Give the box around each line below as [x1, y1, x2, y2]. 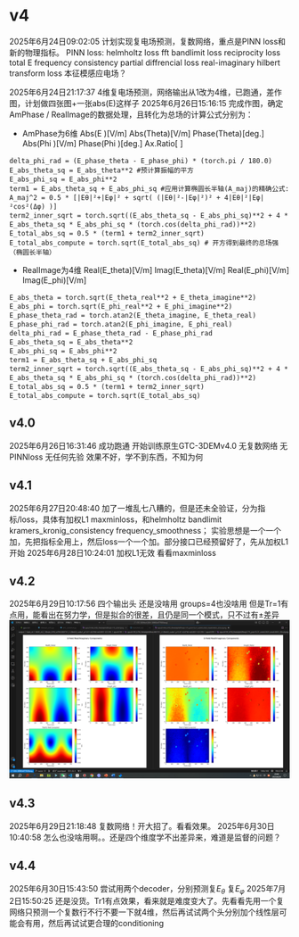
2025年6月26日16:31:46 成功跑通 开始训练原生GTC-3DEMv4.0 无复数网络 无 [9, 440, 288, 451]
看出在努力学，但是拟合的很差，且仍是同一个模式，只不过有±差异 [39, 609, 280, 620]
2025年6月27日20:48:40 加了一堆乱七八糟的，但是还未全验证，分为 [9, 502, 258, 513]
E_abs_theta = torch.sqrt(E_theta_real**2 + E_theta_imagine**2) [9, 293, 256, 302]
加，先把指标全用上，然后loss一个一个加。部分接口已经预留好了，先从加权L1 [9, 536, 289, 547]
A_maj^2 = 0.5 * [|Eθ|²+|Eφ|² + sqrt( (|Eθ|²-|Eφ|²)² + [9, 193, 221, 202]
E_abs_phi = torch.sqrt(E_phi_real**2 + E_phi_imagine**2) [9, 302, 233, 311]
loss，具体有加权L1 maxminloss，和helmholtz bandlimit [20, 514, 222, 525]
